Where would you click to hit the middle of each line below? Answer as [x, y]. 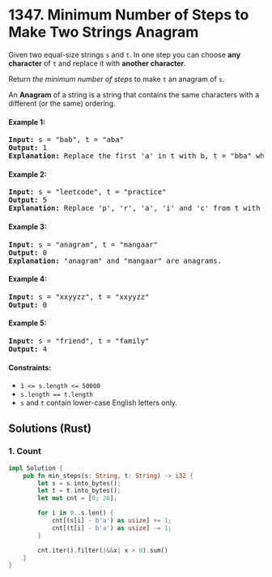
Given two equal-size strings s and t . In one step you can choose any [125, 54]
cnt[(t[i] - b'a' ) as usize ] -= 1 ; [112, 528]
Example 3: [28, 226]
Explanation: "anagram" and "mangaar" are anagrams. [115, 261]
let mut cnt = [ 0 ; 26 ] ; [77, 498]
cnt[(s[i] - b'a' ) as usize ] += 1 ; [112, 521]
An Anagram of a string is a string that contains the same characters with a [134, 94]
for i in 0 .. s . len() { [76, 513]
